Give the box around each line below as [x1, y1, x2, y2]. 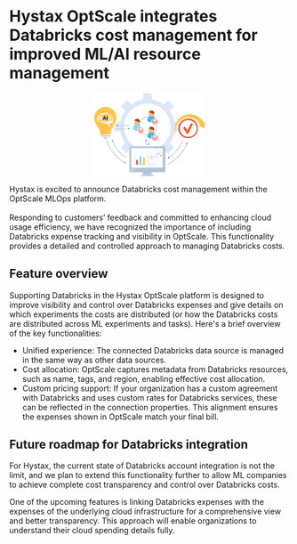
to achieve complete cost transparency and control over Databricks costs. [9, 479, 280, 491]
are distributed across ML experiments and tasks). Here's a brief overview [9, 318, 281, 329]
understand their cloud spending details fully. [9, 525, 175, 536]
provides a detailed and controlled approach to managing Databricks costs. [9, 240, 285, 251]
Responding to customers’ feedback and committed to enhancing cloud [9, 212, 272, 223]
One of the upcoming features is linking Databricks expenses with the [9, 497, 265, 507]
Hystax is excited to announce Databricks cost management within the [9, 183, 269, 194]
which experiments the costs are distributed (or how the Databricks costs [9, 309, 278, 320]
